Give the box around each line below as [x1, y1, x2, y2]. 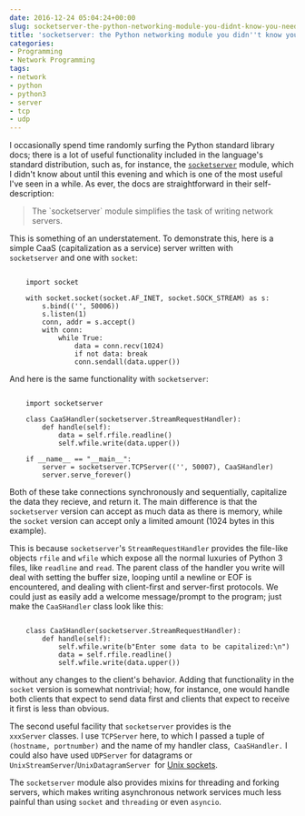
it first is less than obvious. [9, 703, 110, 714]
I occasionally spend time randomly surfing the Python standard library [9, 140, 275, 151]
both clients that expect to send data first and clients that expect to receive [9, 693, 290, 705]
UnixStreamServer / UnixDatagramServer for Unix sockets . [9, 760, 218, 771]
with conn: [42, 326, 84, 335]
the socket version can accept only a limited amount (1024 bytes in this [9, 516, 275, 527]
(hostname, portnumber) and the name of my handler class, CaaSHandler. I [9, 740, 288, 751]
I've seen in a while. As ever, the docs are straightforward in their [9, 178, 252, 189]
